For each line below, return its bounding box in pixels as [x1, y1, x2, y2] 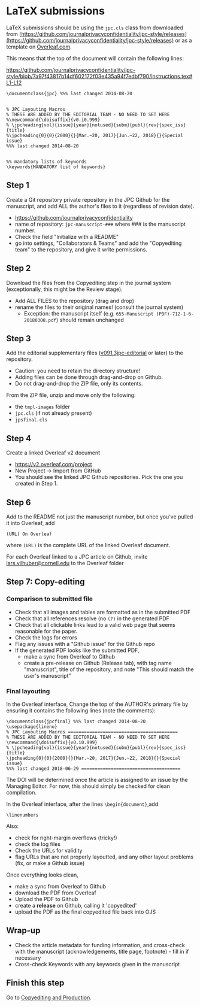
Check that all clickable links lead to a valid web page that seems [14, 621, 175, 628]
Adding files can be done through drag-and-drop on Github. [14, 374, 163, 381]
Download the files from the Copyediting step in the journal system [6, 279, 171, 286]
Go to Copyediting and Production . [6, 994, 92, 1001]
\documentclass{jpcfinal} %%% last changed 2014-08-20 [6, 718, 146, 724]
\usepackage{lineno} [6, 723, 58, 730]
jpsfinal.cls [14, 417, 48, 423]
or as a [175, 37, 192, 44]
